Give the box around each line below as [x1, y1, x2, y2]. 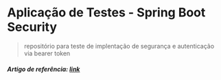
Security [7, 19, 57, 35]
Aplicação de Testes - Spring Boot [7, 5, 206, 21]
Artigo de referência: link [7, 65, 80, 73]
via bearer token [23, 49, 71, 57]
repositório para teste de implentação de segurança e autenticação [23, 42, 215, 50]
